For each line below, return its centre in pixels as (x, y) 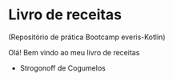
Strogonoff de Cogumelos (62, 68)
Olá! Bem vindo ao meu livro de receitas (74, 52)
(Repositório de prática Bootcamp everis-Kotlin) (87, 37)
